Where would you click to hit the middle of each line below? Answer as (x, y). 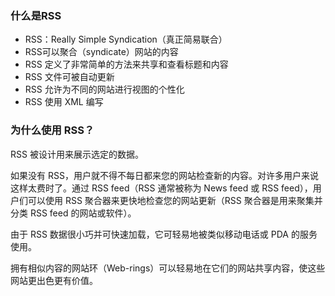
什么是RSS (36, 15)
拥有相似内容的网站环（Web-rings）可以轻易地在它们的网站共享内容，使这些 (168, 268)
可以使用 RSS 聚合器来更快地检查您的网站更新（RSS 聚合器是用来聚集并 (175, 200)
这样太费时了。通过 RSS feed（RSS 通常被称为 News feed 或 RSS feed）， (161, 188)
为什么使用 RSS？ (52, 130)
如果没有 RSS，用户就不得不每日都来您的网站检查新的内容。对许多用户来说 (164, 175)
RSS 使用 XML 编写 (64, 102)
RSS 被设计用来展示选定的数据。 (77, 154)
